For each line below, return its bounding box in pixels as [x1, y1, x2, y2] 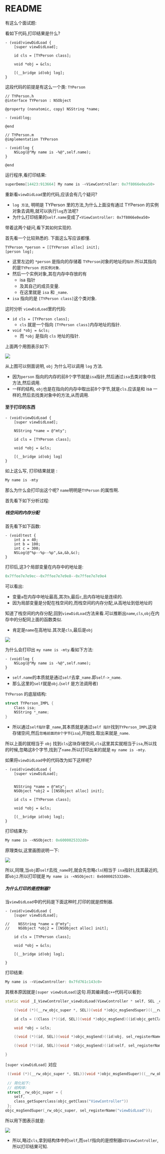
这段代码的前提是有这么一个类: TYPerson [5, 84, 86, 90]
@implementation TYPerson [5, 136, 58, 142]
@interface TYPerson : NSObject [5, 98, 71, 103]
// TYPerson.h [5, 94, 34, 99]
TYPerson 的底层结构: [5, 691, 47, 697]
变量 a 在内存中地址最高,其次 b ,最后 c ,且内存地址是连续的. [12, 593, 123, 599]
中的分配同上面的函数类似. [9, 616, 63, 622]
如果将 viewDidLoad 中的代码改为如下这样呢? [5, 757, 92, 763]
